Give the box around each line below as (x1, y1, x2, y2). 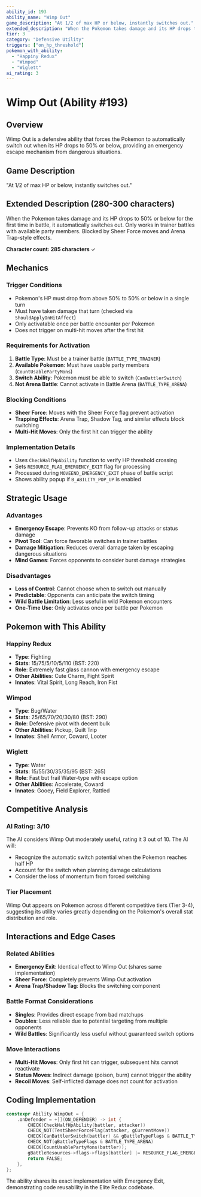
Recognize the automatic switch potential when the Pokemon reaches (14, 854, 187, 861)
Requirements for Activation (6, 341, 90, 349)
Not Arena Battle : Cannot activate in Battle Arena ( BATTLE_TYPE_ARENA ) (14, 380, 187, 387)
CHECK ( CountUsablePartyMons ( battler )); (28, 1144, 127, 1151)
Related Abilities (6, 949, 55, 958)
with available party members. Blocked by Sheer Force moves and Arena (6, 227, 185, 234)
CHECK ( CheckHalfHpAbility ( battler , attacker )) (28, 1122, 146, 1128)
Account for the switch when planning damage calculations (14, 867, 162, 874)
